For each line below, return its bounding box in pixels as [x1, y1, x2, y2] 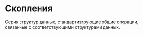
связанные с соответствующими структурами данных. [5, 24, 121, 30]
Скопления [5, 3, 53, 14]
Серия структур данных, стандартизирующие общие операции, [5, 19, 139, 25]
